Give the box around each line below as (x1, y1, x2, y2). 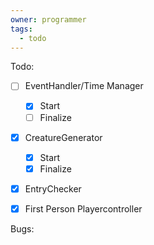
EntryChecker (24, 182, 82, 195)
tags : (10, 24, 33, 34)
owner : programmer (10, 14, 87, 25)
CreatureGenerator (24, 131, 103, 143)
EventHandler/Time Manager (24, 80, 144, 92)
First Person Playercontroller (24, 202, 143, 215)
